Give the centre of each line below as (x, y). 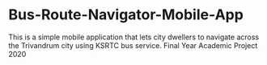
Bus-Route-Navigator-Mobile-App (126, 15)
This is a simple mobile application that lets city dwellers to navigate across (134, 37)
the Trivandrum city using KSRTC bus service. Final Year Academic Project (133, 45)
